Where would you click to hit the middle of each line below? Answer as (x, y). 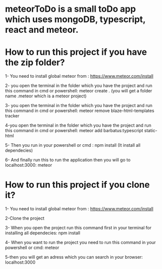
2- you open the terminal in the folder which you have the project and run (79, 86)
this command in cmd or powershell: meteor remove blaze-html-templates (80, 111)
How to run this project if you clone (77, 185)
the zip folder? (35, 63)
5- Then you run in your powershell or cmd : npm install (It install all (73, 145)
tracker (12, 116)
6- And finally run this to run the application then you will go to (68, 160)
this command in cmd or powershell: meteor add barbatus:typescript (74, 131)
